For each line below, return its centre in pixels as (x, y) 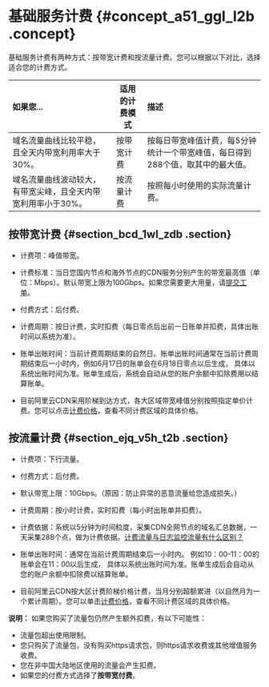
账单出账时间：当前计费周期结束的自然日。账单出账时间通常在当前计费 (136, 353)
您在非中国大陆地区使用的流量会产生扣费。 (90, 665)
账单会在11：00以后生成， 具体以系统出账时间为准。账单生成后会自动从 (137, 564)
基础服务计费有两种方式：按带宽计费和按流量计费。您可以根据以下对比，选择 (134, 57)
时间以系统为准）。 (50, 336)
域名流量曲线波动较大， (57, 179)
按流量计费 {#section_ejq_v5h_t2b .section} (118, 438)
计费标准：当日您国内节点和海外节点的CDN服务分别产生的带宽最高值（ (137, 272)
